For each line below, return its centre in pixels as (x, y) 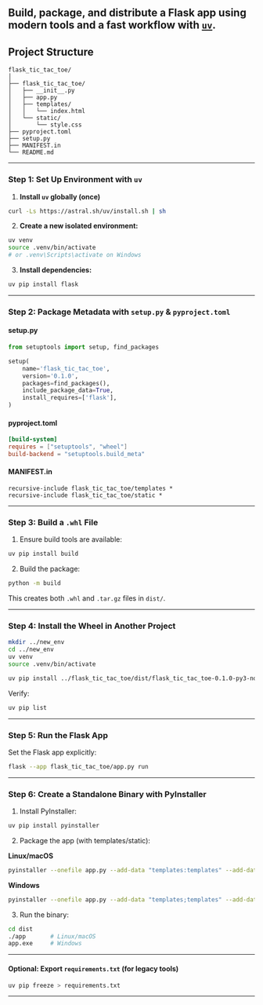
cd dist (21, 929)
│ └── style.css (45, 125)
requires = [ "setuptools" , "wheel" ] (68, 447)
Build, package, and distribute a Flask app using (127, 13)
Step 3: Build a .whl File (53, 522)
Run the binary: (44, 915)
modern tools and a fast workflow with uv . (112, 26)
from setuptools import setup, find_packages (83, 347)
